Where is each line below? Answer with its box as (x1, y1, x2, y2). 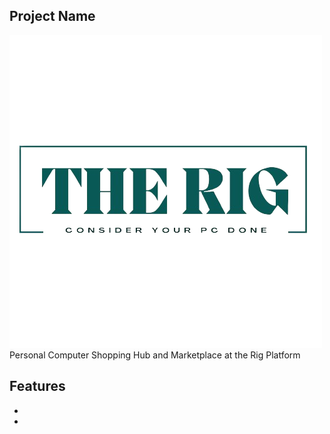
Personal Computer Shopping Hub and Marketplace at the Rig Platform (9, 349, 301, 361)
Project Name (9, 8, 96, 25)
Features (9, 378, 66, 395)
